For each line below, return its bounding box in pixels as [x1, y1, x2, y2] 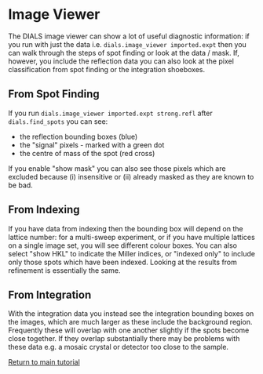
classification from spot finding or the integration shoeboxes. [8, 64, 206, 74]
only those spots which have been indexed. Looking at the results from [8, 257, 238, 267]
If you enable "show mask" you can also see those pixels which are [8, 163, 226, 173]
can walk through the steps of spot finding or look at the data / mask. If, [8, 48, 239, 57]
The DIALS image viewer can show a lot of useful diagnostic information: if [8, 31, 250, 41]
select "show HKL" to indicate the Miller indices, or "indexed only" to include [8, 249, 255, 258]
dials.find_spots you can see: [8, 116, 108, 126]
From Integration [8, 288, 92, 301]
